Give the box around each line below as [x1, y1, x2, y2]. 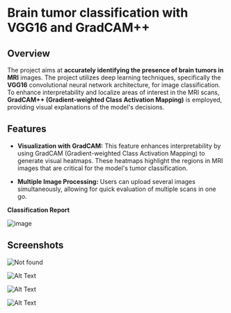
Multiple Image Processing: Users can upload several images [17, 177, 196, 185]
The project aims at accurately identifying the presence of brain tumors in [7, 66, 224, 74]
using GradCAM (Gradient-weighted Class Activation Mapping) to [17, 148, 205, 158]
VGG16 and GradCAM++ [7, 20, 150, 36]
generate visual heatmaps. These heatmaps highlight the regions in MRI [17, 156, 223, 165]
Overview [7, 47, 51, 59]
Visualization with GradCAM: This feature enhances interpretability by [17, 142, 221, 150]
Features [7, 123, 47, 135]
